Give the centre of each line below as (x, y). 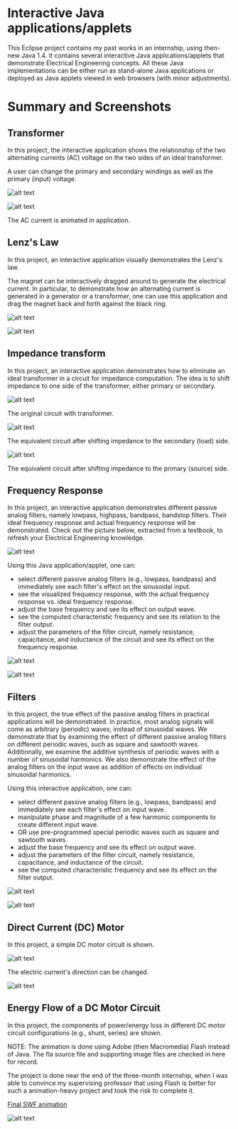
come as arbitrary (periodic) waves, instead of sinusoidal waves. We (107, 729)
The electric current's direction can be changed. (78, 972)
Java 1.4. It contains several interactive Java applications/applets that (123, 55)
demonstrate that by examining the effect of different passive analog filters (117, 737)
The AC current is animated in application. (69, 220)
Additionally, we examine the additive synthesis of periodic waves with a (113, 752)
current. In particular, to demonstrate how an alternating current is (104, 288)
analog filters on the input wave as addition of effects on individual (105, 767)
